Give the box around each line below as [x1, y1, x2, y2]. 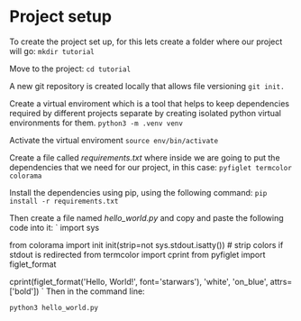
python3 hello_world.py [9, 303, 99, 312]
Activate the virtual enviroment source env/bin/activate [9, 134, 219, 145]
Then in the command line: [46, 286, 146, 297]
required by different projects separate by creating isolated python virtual [9, 107, 282, 118]
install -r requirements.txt [9, 197, 119, 206]
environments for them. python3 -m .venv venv [9, 117, 183, 128]
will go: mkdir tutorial [9, 45, 95, 56]
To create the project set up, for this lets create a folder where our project [9, 36, 283, 47]
